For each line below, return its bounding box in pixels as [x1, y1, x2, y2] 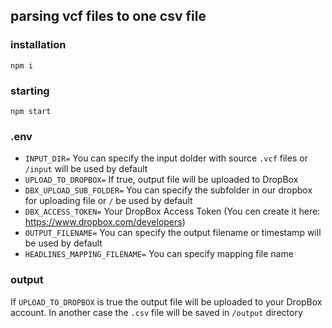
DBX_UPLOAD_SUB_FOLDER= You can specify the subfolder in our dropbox [24, 184, 313, 196]
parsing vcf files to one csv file [10, 8, 207, 25]
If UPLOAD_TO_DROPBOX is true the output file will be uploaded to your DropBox [10, 295, 323, 308]
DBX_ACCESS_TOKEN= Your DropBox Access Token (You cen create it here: [24, 205, 321, 218]
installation [10, 38, 67, 52]
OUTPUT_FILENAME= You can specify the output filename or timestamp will [24, 227, 322, 239]
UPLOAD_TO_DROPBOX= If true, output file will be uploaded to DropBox [24, 174, 299, 186]
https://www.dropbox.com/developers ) [24, 216, 186, 228]
